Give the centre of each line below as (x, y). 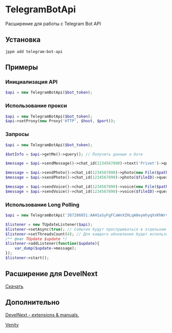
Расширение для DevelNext (52, 274)
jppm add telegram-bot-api (34, 52)
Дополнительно (33, 302)
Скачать (15, 286)
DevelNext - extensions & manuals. (42, 315)
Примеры (22, 67)
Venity (12, 325)
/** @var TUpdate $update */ (36, 239)
